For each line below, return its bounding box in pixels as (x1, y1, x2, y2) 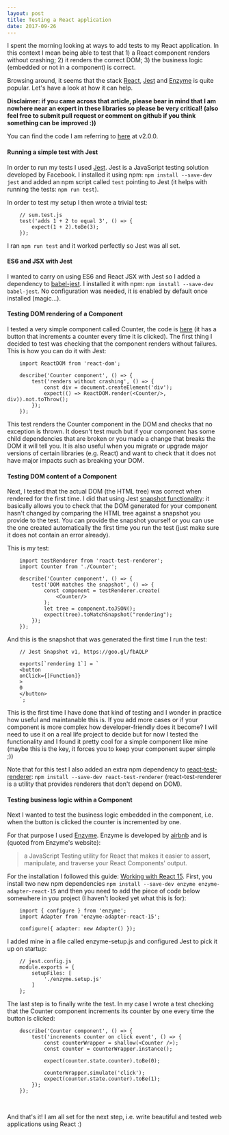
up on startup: (7, 945, 47, 953)
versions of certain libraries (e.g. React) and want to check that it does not (7, 449, 217, 457)
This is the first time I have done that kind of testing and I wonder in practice (7, 709, 222, 717)
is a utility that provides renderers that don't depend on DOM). (7, 780, 183, 788)
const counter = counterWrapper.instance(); (43, 1045, 173, 1053)
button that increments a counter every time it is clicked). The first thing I (7, 332, 213, 340)
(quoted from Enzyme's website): (7, 839, 101, 847)
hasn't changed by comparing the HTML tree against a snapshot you (7, 509, 201, 518)
